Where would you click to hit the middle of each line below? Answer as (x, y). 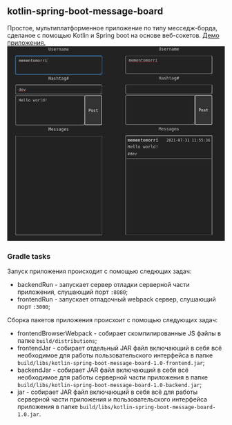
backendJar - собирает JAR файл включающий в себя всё (103, 370)
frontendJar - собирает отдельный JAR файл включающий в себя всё (119, 348)
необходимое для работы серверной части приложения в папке (113, 377)
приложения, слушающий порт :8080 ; (72, 292)
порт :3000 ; (33, 307)
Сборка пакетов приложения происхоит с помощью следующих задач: (113, 320)
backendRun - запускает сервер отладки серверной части (103, 285)
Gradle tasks (29, 257)
